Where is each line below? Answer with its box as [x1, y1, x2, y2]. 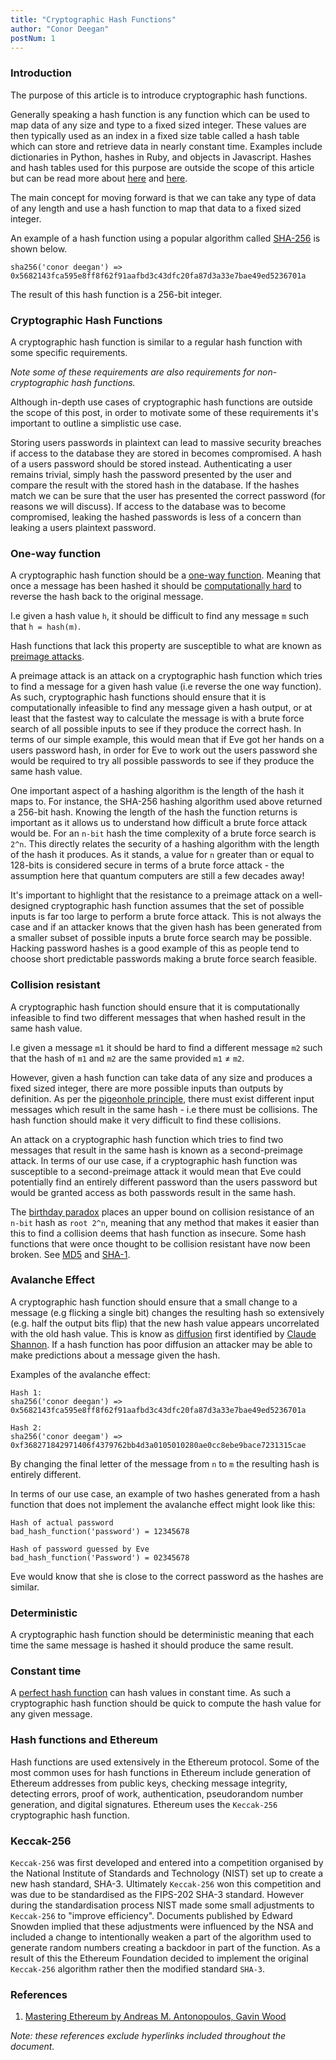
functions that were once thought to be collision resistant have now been [10, 1237, 311, 1250]
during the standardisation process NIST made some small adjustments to [10, 1899, 315, 1911]
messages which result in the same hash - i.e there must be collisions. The [10, 1103, 318, 1115]
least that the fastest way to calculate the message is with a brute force [10, 712, 305, 725]
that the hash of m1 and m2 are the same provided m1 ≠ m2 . [10, 1052, 245, 1064]
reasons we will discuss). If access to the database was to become [10, 500, 287, 512]
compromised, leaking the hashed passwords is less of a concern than [10, 511, 302, 523]
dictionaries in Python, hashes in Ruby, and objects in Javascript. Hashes [10, 151, 312, 163]
